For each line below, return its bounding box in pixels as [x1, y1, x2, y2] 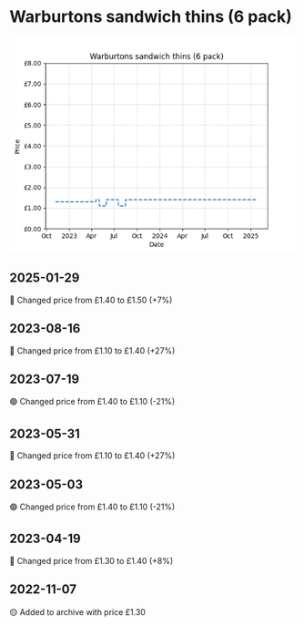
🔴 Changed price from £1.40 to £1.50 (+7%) [9, 294, 173, 305]
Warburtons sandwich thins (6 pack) [9, 6, 293, 27]
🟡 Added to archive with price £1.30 [9, 606, 146, 617]
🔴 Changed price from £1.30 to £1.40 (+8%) [9, 555, 174, 566]
